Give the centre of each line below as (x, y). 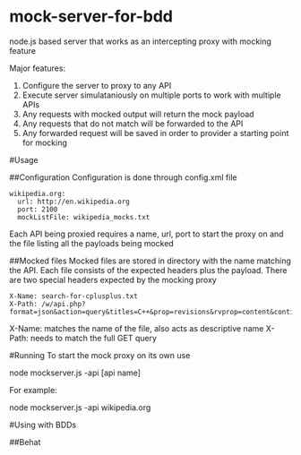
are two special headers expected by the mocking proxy (113, 279)
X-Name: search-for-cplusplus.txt (74, 296)
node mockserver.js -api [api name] (75, 373)
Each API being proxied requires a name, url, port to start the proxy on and (146, 234)
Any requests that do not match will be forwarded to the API (133, 124)
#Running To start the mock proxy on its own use (100, 355)
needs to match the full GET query (94, 338)
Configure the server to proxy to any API (97, 85)
